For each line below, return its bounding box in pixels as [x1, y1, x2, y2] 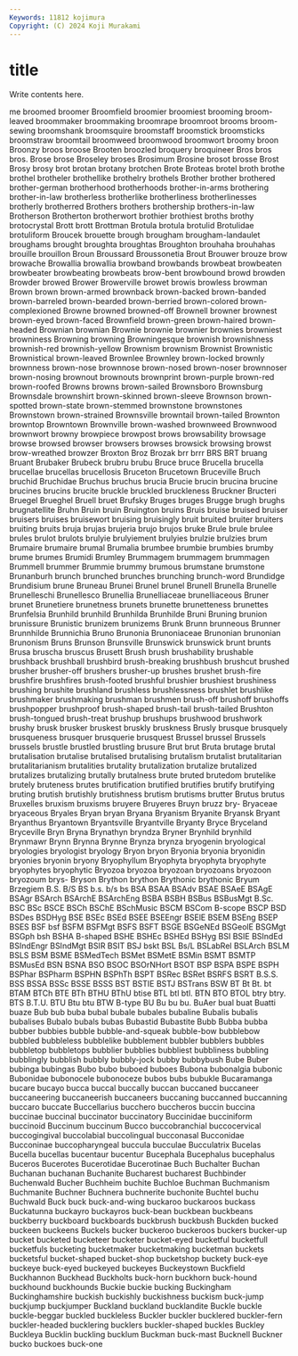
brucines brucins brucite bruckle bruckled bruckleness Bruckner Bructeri [9, 485, 278, 496]
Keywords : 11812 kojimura [9, 12, 105, 22]
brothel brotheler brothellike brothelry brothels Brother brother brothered [9, 173, 276, 184]
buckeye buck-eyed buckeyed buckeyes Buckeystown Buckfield [9, 1263, 246, 1274]
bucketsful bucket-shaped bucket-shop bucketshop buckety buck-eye [9, 1253, 269, 1264]
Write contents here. [9, 89, 85, 100]
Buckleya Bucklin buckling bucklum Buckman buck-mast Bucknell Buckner [9, 1329, 283, 1340]
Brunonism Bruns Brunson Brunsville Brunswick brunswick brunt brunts [9, 637, 271, 648]
